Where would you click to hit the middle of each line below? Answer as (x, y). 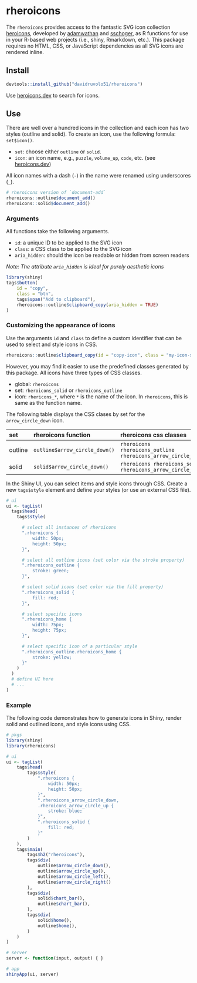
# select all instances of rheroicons (69, 528)
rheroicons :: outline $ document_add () (51, 198)
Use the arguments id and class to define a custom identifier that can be (94, 338)
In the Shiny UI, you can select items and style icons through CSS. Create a (97, 484)
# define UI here (33, 679)
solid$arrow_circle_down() (71, 467)
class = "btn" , (35, 294)
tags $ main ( (30, 849)
